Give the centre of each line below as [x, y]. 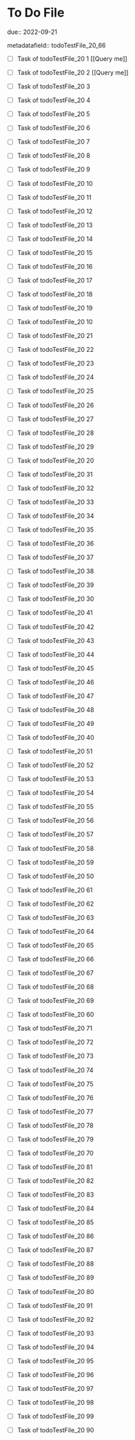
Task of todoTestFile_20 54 [55, 793]
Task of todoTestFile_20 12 [55, 211]
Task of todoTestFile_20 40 [55, 737]
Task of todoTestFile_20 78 [55, 1125]
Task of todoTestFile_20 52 [55, 765]
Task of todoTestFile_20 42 [55, 626]
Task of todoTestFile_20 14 [55, 239]
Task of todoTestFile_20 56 [55, 821]
